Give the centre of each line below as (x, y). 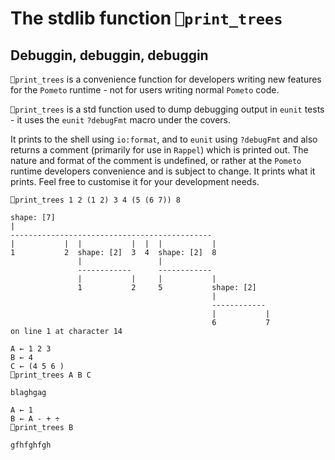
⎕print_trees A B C (51, 375)
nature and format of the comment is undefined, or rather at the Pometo (156, 160)
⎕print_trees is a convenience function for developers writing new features (166, 79)
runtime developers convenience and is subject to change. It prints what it (163, 171)
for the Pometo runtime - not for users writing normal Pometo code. (145, 90)
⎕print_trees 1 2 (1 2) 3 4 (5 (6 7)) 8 (96, 200)
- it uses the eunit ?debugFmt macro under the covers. (121, 120)
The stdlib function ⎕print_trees (146, 18)
